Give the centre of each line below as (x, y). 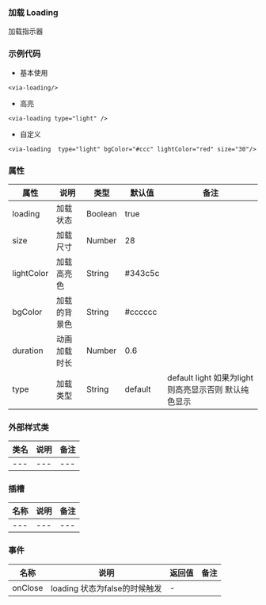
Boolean (101, 213)
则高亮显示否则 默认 (204, 389)
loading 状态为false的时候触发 (106, 588)
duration (28, 350)
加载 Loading (33, 12)
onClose (28, 588)
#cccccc (141, 312)
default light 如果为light (211, 377)
